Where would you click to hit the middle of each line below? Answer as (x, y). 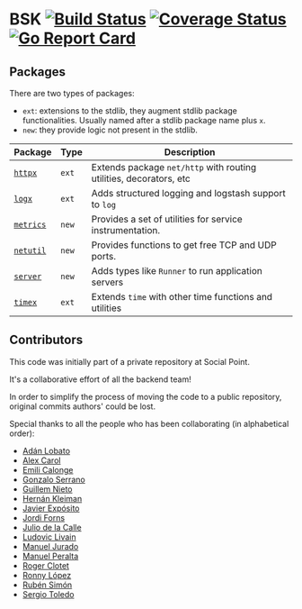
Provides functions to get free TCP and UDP (184, 245)
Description (190, 152)
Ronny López (47, 575)
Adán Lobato (46, 450)
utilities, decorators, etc (141, 178)
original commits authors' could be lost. (82, 406)
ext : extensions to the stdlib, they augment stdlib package (130, 111)
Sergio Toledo (48, 594)
